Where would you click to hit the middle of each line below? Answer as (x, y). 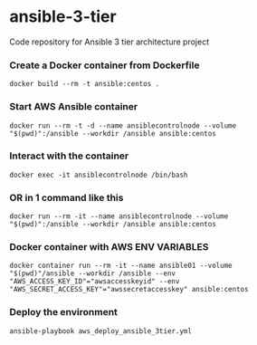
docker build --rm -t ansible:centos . (85, 84)
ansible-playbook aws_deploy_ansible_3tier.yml (101, 331)
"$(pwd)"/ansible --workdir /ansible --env (93, 273)
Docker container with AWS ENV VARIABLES (109, 247)
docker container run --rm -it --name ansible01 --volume (121, 266)
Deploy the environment (63, 312)
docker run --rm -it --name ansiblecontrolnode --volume (119, 216)
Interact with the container (69, 156)
